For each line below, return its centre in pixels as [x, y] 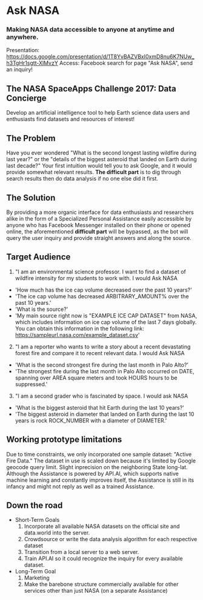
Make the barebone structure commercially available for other [101, 584]
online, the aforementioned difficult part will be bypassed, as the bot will [97, 232]
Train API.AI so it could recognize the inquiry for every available [103, 559]
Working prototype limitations [64, 440]
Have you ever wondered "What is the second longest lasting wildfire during [101, 153]
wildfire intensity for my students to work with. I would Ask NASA [96, 278]
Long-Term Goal [35, 572]
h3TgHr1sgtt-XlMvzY [32, 63]
